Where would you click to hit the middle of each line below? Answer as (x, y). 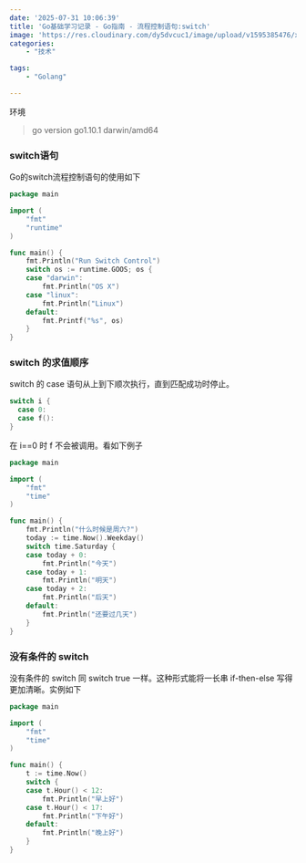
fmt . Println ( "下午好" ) (83, 816)
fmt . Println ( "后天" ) (80, 598)
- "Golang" (46, 77)
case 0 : (32, 410)
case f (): (36, 419)
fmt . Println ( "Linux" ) (83, 303)
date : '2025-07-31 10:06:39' (65, 18)
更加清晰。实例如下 (46, 689)
